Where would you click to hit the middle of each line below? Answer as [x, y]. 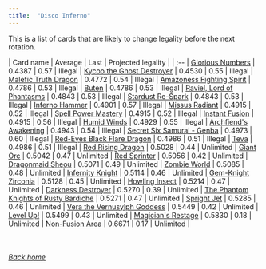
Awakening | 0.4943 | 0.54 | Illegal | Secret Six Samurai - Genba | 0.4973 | [131, 130]
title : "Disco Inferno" [50, 16]
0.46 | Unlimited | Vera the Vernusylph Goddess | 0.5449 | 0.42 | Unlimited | [133, 206]
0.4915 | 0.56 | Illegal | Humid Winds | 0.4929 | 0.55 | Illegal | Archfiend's [128, 121]
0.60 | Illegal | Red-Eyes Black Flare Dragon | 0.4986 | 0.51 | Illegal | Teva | [131, 138]
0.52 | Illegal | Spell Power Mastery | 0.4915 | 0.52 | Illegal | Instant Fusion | [131, 113]
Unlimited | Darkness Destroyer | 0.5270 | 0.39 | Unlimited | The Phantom [129, 189]
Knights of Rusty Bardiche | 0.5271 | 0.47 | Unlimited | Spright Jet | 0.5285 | [132, 198]
